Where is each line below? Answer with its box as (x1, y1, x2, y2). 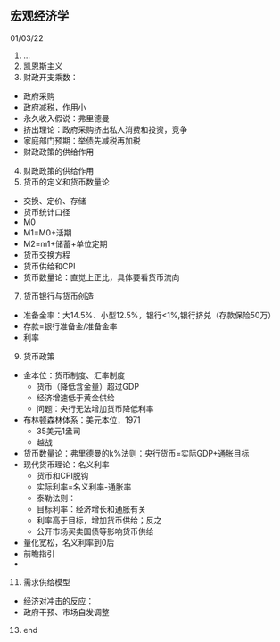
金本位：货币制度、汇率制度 (22, 369, 126, 381)
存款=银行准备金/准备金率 (22, 320, 119, 332)
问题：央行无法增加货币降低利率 (36, 403, 154, 414)
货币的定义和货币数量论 (22, 177, 110, 187)
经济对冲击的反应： (22, 596, 95, 606)
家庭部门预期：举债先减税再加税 (22, 135, 141, 145)
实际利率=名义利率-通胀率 (36, 481, 132, 492)
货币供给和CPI (22, 260, 76, 271)
